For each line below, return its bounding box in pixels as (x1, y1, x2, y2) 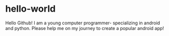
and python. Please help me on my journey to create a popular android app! (5, 25, 164, 31)
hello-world (5, 3, 56, 15)
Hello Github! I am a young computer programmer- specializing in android (5, 20, 160, 26)
